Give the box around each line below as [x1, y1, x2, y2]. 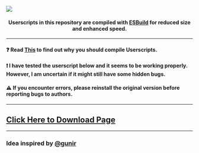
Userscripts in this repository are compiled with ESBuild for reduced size [8, 18, 191, 26]
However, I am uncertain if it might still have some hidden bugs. [6, 71, 166, 78]
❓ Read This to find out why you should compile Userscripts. [6, 46, 158, 53]
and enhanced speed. [72, 25, 127, 32]
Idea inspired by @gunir [6, 139, 77, 148]
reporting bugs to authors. [6, 90, 73, 97]
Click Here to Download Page [6, 115, 115, 125]
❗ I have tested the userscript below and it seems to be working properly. [6, 62, 188, 69]
